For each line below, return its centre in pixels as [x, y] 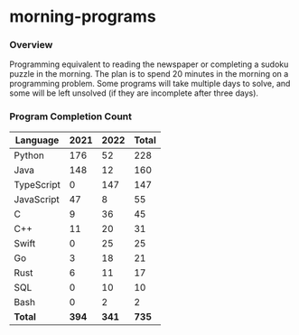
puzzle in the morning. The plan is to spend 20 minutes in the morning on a [149, 74]
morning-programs [83, 17]
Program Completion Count [71, 116]
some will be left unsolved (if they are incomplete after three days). [134, 93]
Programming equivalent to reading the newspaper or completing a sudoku [149, 64]
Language [37, 140]
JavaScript [37, 199]
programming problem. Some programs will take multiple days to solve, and [150, 84]
